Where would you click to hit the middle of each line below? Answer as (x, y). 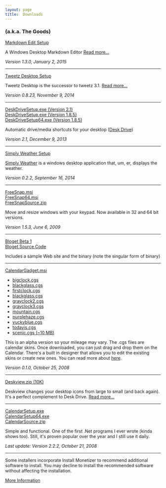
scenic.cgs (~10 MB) (33, 332)
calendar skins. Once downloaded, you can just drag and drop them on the (81, 347)
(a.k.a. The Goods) (28, 32)
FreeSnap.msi (19, 192)
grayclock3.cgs (28, 306)
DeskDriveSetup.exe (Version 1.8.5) (41, 114)
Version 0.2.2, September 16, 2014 (40, 178)
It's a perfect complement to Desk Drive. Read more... (60, 396)
